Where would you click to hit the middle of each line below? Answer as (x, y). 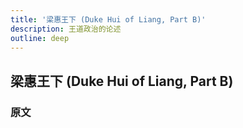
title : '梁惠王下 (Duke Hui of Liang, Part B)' (108, 19)
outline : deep (40, 38)
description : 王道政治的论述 (66, 29)
